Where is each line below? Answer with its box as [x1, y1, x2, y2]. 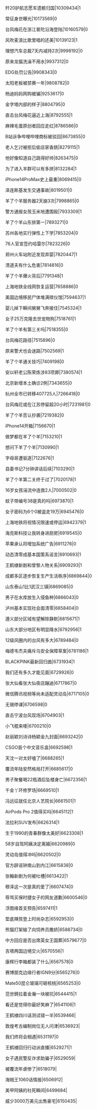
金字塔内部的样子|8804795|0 [5, 101, 65, 107]
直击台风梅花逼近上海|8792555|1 [5, 112, 73, 118]
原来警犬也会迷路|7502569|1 [5, 348, 64, 354]
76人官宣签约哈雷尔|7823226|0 [5, 241, 70, 247]
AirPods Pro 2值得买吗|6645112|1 [5, 809, 74, 814]
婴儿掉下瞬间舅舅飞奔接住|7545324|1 [5, 305, 82, 311]
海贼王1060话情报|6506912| [5, 1077, 63, 1082]
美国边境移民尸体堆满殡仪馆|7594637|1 [5, 295, 86, 300]
